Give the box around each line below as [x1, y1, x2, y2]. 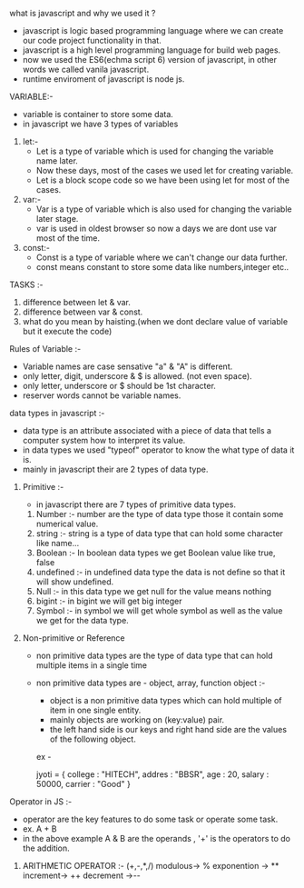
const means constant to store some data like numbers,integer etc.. [35, 262, 289, 272]
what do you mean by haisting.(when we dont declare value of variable [22, 316, 289, 326]
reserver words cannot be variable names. [22, 390, 181, 401]
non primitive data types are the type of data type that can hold [35, 650, 274, 661]
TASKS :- [9, 279, 44, 290]
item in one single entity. [49, 704, 142, 715]
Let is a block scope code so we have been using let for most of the [35, 175, 290, 185]
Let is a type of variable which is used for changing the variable [35, 145, 274, 156]
